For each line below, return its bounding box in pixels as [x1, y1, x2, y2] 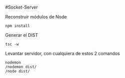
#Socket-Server [5, 4, 38, 10]
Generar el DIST [5, 32, 38, 38]
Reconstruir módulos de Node [5, 14, 67, 19]
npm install [5, 23, 30, 28]
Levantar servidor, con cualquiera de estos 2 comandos [5, 51, 120, 56]
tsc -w [5, 42, 19, 47]
